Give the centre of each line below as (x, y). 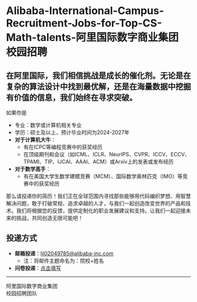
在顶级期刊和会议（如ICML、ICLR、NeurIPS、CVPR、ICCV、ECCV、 (107, 154)
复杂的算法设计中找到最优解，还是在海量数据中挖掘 (98, 86)
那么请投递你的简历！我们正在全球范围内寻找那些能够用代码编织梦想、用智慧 (98, 196)
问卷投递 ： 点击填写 (38, 268)
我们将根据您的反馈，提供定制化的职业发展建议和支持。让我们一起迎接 (101, 211)
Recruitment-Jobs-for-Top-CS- (84, 23)
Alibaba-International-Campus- (85, 11)
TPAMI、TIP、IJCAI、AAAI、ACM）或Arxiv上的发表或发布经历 (98, 162)
